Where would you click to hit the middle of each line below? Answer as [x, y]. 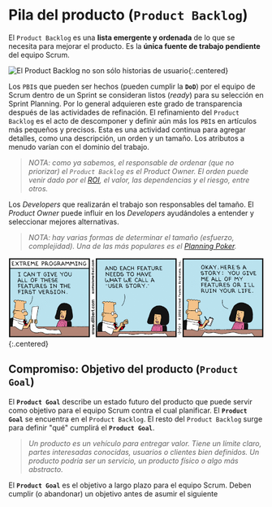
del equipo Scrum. [39, 55]
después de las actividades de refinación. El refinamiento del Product [124, 112]
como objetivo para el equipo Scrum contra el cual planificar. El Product [128, 410]
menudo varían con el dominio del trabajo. [79, 146]
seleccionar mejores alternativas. [64, 221]
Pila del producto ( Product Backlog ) [128, 15]
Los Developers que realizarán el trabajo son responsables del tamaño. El [131, 204]
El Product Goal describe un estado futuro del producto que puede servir [131, 401]
